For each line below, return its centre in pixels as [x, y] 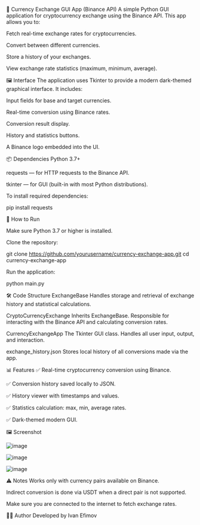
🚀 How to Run [23, 219]
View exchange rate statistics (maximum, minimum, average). [82, 68]
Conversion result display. [38, 124]
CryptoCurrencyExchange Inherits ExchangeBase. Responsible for [88, 315]
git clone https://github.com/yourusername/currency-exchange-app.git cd [98, 254]
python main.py [25, 283]
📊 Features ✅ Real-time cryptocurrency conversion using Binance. [89, 370]
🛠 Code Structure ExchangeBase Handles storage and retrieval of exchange [100, 295]
